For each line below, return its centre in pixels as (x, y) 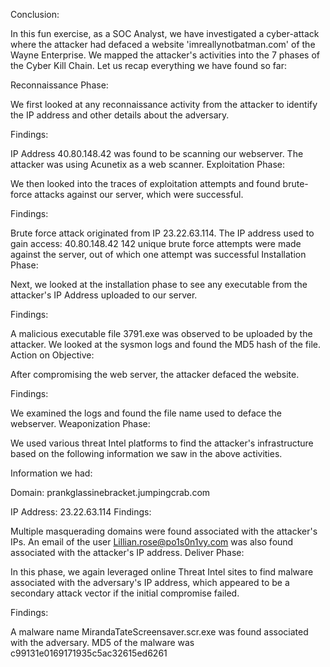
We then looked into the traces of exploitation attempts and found (145, 183)
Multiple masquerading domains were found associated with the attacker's (164, 531)
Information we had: (51, 473)
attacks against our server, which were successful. (139, 194)
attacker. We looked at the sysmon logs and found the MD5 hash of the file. (165, 344)
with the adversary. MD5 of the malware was (102, 642)
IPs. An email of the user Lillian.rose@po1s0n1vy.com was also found (152, 542)
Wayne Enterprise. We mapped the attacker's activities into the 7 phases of (165, 55)
